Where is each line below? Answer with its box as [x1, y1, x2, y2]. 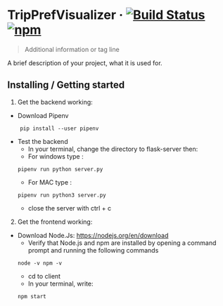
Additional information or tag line [24, 45, 120, 53]
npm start [17, 293, 47, 300]
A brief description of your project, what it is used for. [7, 58, 163, 67]
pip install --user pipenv [20, 125, 99, 132]
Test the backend [17, 137, 68, 145]
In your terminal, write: [27, 279, 94, 288]
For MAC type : [27, 178, 72, 186]
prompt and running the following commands [27, 246, 159, 254]
